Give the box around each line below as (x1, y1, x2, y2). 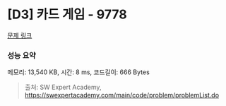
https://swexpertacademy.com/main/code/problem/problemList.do (24, 91, 220, 100)
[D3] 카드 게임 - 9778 (7, 6, 127, 23)
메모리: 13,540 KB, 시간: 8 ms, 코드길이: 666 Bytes (7, 68, 150, 76)
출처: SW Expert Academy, (24, 83, 102, 92)
